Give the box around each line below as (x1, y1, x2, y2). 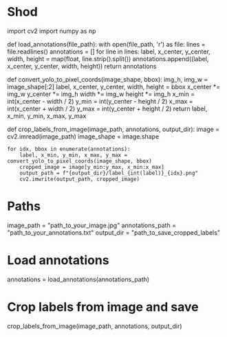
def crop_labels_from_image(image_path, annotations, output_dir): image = (7, 125, 220, 133)
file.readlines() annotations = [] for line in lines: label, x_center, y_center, (7, 47, 211, 56)
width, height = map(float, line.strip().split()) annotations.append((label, (7, 54, 209, 62)
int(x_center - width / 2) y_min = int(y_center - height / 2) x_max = (7, 97, 194, 105)
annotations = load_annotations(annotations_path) (7, 275, 150, 283)
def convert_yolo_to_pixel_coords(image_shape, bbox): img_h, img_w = (7, 75, 208, 83)
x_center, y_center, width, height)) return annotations (7, 62, 157, 70)
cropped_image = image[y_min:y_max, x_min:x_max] (19, 163, 165, 170)
